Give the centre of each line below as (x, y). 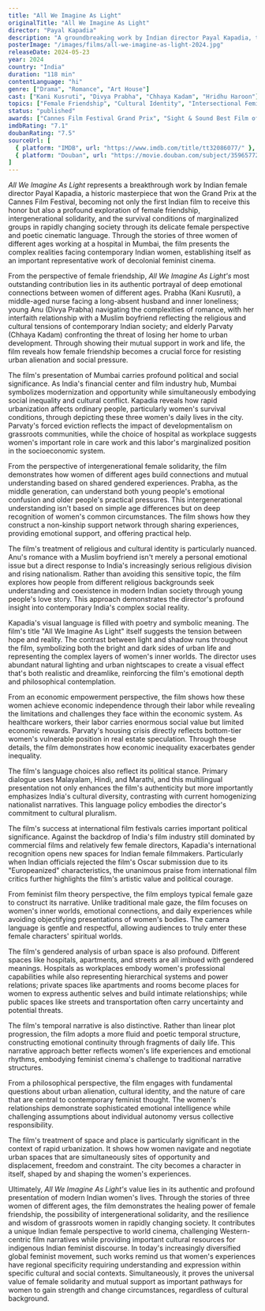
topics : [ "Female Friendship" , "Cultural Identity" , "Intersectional (125, 104)
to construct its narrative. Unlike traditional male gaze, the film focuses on (128, 903)
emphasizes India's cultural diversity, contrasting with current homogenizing (132, 796)
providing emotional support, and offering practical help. (100, 534)
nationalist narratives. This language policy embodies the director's (118, 805)
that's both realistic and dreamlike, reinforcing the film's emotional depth (126, 674)
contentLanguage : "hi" (45, 81)
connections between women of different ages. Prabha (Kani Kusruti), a (125, 293)
